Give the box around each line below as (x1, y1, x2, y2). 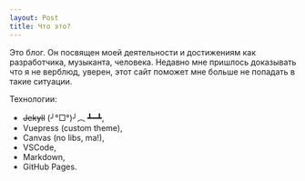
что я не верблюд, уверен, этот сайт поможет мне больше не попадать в (9, 65, 296, 77)
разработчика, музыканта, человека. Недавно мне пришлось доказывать (9, 56, 297, 67)
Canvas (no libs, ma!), (22, 132, 105, 143)
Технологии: (9, 93, 57, 105)
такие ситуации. (9, 75, 73, 86)
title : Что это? (9, 22, 71, 31)
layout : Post (9, 13, 59, 23)
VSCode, (22, 142, 56, 153)
